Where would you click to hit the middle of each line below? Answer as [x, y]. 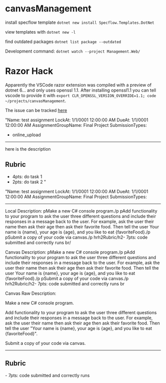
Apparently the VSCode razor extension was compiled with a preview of [78, 85]
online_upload [26, 135]
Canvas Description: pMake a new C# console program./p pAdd [70, 252]
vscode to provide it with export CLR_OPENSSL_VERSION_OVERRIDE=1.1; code [81, 95]
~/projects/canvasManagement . [36, 101]
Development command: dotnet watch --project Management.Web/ [73, 51]
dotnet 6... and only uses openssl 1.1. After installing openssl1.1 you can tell [81, 90]
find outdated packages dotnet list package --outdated [63, 41]
